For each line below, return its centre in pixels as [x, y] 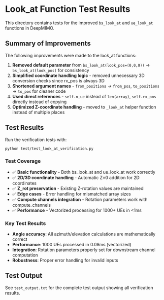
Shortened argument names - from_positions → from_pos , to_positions [86, 86]
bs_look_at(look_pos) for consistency [51, 70]
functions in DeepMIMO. [30, 28]
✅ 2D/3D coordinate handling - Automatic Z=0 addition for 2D [76, 177]
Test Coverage [23, 161]
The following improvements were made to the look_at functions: [71, 55]
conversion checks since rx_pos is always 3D [58, 80]
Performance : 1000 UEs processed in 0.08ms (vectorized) [72, 245]
